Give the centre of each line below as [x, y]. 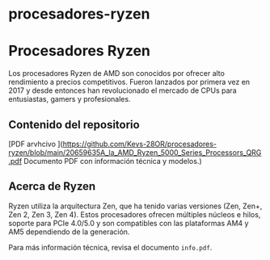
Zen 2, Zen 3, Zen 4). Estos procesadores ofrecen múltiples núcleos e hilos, [135, 214]
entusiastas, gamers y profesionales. [70, 99]
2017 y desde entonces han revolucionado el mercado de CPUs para [122, 90]
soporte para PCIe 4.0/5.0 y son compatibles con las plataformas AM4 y [129, 223]
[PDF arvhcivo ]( [36, 144]
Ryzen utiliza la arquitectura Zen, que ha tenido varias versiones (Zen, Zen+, [135, 206]
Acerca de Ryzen [52, 187]
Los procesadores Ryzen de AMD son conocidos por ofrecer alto [116, 73]
